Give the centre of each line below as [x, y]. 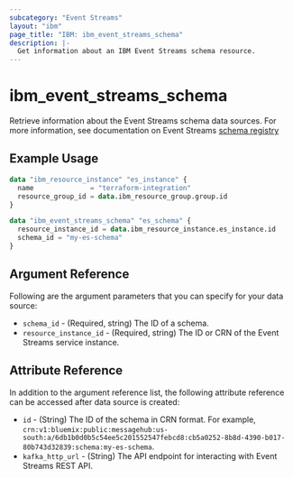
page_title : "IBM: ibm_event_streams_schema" [96, 34]
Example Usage [54, 159]
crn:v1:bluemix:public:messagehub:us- [95, 429]
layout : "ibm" [36, 26]
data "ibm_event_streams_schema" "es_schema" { [101, 221]
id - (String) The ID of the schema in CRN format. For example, [139, 419]
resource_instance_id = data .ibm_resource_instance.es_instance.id [147, 230]
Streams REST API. [57, 465]
